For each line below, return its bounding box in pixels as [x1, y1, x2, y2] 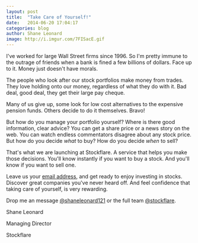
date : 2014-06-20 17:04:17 [6, 20, 78, 25]
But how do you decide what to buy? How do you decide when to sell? [6, 138, 178, 144]
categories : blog [6, 25, 49, 31]
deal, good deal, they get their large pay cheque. [6, 89, 126, 96]
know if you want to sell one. [6, 161, 76, 168]
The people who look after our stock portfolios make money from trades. [6, 76, 184, 84]
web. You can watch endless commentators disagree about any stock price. [6, 131, 191, 138]
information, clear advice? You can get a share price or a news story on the [6, 125, 190, 132]
